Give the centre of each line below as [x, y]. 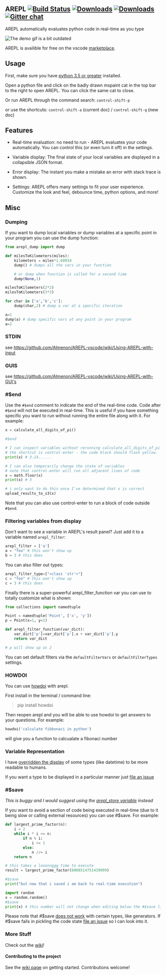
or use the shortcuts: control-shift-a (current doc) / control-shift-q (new [82, 109]
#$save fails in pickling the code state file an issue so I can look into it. [77, 921]
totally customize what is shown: [38, 598]
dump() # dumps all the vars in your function [63, 265]
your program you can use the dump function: [52, 238]
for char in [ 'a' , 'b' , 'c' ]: [34, 301]
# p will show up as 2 [28, 648]
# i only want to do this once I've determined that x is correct [75, 489]
